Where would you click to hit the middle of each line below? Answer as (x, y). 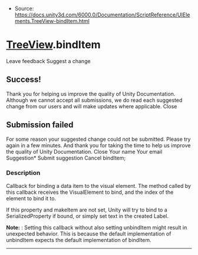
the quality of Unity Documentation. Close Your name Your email (84, 151)
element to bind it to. (31, 198)
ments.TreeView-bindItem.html (52, 21)
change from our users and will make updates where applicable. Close (92, 106)
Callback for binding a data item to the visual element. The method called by (99, 186)
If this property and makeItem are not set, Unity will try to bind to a (87, 210)
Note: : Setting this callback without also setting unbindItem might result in (97, 227)
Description (23, 173)
